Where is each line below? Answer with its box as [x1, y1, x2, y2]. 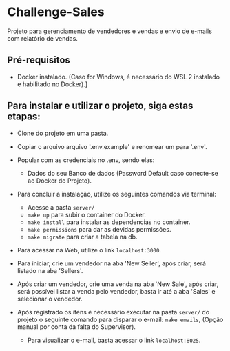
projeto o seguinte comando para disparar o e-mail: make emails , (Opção [17, 315, 224, 323]
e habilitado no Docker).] [17, 80, 88, 88]
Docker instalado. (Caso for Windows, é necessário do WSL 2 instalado [17, 72, 220, 81]
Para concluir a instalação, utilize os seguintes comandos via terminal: [17, 190, 217, 198]
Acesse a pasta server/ [27, 203, 95, 211]
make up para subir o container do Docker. [27, 210, 147, 219]
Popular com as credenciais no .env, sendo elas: [17, 156, 155, 164]
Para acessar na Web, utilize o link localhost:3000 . [17, 245, 162, 254]
